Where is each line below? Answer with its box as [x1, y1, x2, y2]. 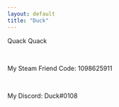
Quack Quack [7, 36, 47, 45]
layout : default [7, 10, 55, 18]
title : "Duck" [7, 17, 50, 24]
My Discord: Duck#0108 [7, 91, 78, 100]
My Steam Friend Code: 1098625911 [7, 64, 113, 72]
